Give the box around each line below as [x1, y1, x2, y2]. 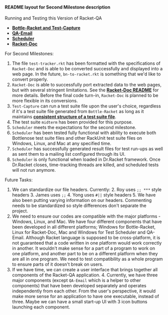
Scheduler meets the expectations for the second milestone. [12, 125, 137, 131]
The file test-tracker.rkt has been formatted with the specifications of [12, 60, 161, 66]
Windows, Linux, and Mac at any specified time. [12, 141, 112, 147]
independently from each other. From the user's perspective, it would [12, 288, 156, 294]
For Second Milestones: [5, 51, 54, 57]
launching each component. [12, 304, 70, 310]
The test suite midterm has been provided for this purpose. [12, 119, 133, 125]
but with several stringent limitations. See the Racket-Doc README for [12, 87, 159, 93]
